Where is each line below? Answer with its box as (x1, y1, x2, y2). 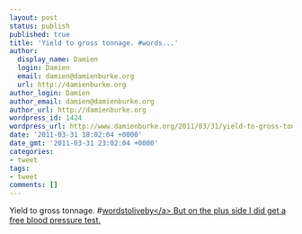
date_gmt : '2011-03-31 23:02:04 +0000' (9, 139, 159, 148)
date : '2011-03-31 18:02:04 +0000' (9, 130, 143, 139)
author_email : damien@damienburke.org (9, 96, 155, 106)
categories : (9, 147, 54, 156)
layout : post (9, 13, 58, 22)
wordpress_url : (9, 122, 67, 131)
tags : (9, 164, 30, 173)
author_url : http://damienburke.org (9, 105, 147, 114)
